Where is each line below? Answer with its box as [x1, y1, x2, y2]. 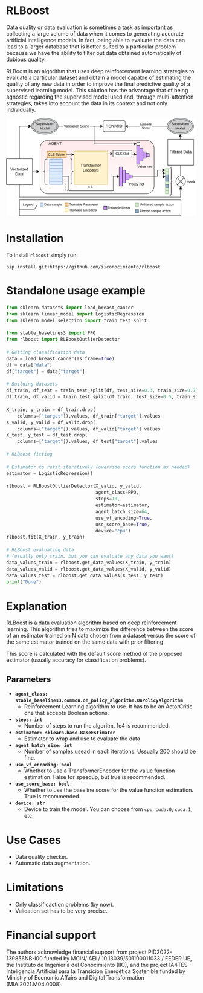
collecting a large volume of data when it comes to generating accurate [6, 30, 184, 37]
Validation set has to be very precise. [14, 907, 108, 914]
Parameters [6, 674, 51, 684]
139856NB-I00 [6, 955, 43, 962]
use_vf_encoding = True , [95, 515, 153, 521]
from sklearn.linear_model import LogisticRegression [6, 311, 145, 317]
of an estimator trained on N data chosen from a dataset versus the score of [6, 632, 196, 639]
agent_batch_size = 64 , [95, 508, 150, 514]
